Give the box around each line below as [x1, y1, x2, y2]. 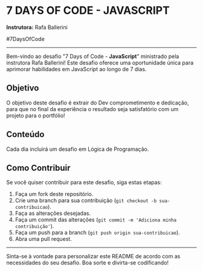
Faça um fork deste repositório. [14, 191, 94, 198]
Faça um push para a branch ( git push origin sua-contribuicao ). [14, 229, 180, 236]
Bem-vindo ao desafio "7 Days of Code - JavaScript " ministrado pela [6, 53, 179, 60]
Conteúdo [6, 129, 45, 139]
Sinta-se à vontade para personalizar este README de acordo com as [6, 253, 181, 260]
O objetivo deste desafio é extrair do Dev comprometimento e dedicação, [6, 99, 189, 106]
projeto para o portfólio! [6, 112, 65, 119]
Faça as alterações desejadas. [14, 209, 91, 217]
